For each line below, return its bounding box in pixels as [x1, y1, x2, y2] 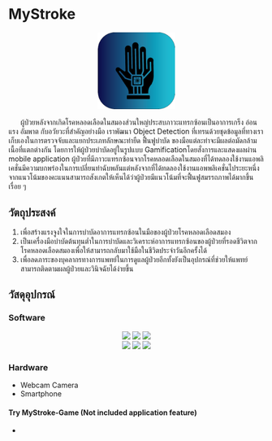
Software [8, 312, 46, 324]
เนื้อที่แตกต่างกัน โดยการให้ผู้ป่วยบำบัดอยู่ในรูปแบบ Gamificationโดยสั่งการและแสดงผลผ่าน [8, 145, 257, 155]
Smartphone [19, 388, 63, 399]
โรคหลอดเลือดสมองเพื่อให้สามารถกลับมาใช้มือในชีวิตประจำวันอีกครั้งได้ [19, 245, 207, 255]
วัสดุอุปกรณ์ [8, 288, 55, 302]
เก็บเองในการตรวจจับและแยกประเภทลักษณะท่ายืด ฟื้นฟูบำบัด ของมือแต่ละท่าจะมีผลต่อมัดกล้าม [8, 136, 257, 146]
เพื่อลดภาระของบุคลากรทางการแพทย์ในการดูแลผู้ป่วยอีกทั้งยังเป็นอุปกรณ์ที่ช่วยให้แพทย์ [19, 254, 248, 264]
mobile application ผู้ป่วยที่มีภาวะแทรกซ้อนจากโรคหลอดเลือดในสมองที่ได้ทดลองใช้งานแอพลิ [8, 154, 264, 164]
